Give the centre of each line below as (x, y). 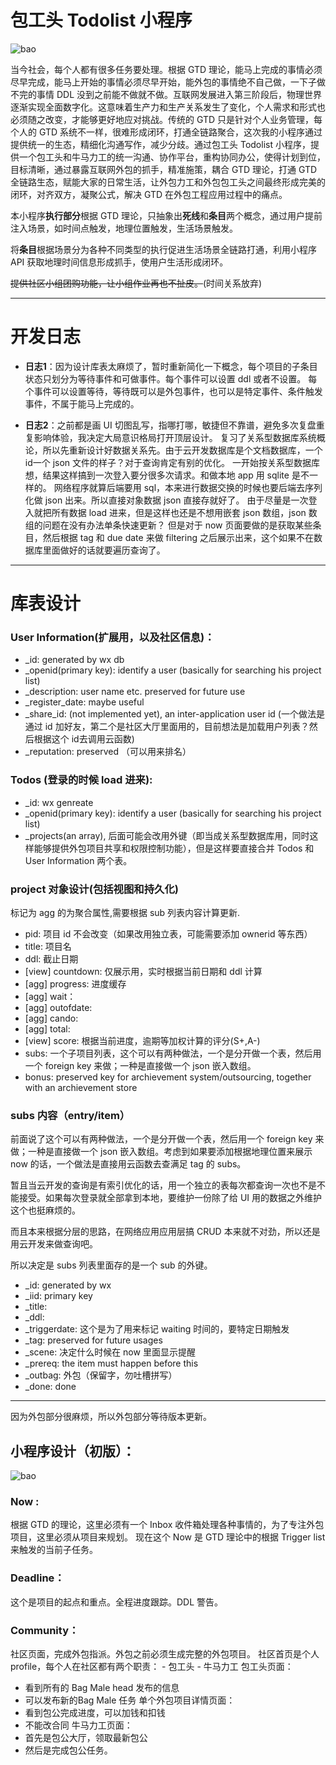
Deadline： (37, 1578)
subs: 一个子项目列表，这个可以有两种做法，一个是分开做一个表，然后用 (173, 1053)
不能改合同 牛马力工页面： (78, 1725)
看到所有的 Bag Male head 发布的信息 (102, 1687)
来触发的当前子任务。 (54, 1550)
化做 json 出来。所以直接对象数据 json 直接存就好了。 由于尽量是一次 (166, 500)
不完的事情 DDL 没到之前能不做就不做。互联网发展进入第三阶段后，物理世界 (166, 94)
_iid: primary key (58, 1296)
